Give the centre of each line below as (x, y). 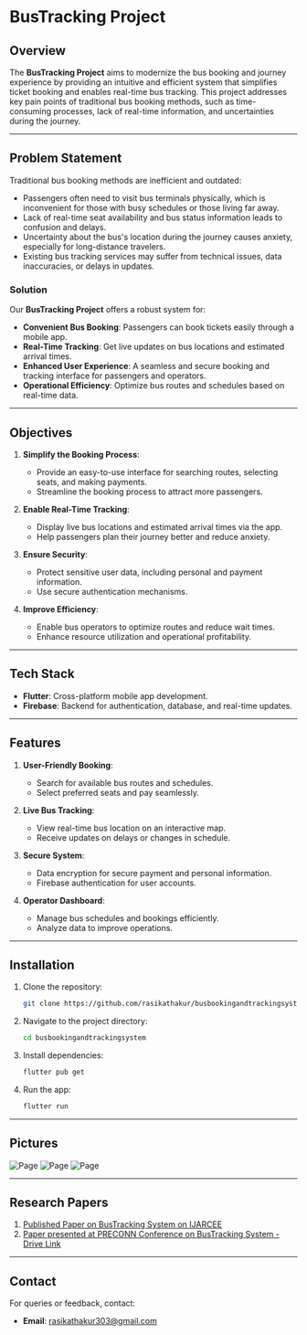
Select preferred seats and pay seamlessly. (117, 792)
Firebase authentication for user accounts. (116, 883)
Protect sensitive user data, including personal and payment (149, 572)
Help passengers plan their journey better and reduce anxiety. (153, 536)
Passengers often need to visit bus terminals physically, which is (144, 197)
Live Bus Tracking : (58, 810)
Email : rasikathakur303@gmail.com (90, 1321)
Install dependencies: (63, 1055)
